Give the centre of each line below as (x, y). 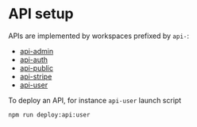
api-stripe (36, 76)
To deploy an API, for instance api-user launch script (95, 100)
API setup (41, 14)
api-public (37, 67)
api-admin (37, 51)
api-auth (34, 60)
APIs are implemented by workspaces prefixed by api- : (98, 36)
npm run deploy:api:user (49, 115)
